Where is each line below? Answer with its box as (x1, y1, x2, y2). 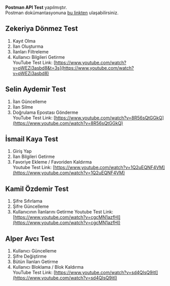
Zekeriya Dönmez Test (5, 24, 78, 33)
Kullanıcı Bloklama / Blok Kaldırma (12, 264, 84, 270)
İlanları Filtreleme (12, 48, 49, 55)
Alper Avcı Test (5, 234, 55, 243)
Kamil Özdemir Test (5, 184, 69, 193)
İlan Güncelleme (12, 99, 47, 105)
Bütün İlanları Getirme (12, 259, 58, 265)
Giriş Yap (12, 148, 32, 154)
